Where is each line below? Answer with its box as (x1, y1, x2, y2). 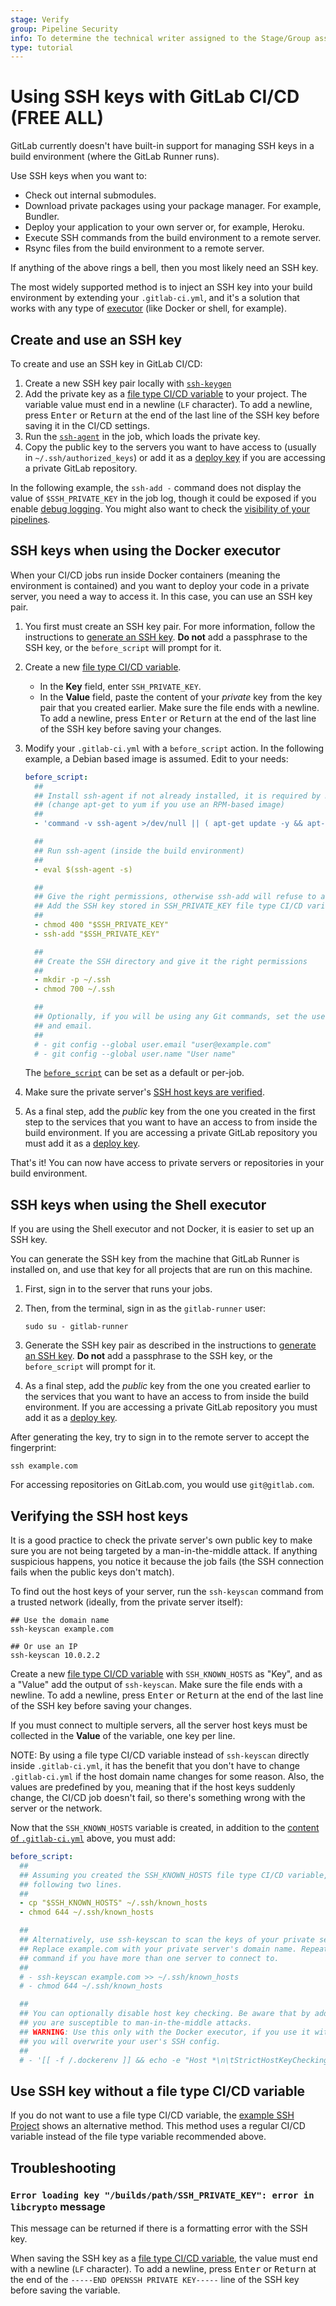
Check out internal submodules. (24, 189, 157, 201)
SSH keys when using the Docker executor (10, 542, 281, 560)
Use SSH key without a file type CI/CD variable (10, 2082, 306, 2100)
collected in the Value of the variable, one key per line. (10, 1730, 236, 1742)
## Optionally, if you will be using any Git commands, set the (34, 1012, 308, 1022)
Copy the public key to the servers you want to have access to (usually (24, 441, 317, 453)
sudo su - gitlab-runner (24, 1322, 129, 1332)
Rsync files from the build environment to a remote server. (24, 242, 265, 255)
